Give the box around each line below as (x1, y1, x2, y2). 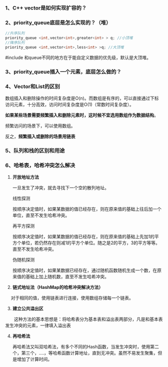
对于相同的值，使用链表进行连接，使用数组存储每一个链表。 (10, 295, 133, 301)
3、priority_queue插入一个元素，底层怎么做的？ (5, 68, 121, 75)
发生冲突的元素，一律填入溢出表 (5, 322, 71, 328)
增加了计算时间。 (16, 356, 52, 362)
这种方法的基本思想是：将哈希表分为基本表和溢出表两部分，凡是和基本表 (13, 316, 163, 322)
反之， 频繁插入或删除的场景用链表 (5, 133, 75, 139)
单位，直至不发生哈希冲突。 (12, 212, 67, 218)
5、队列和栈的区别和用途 (5, 147, 65, 154)
